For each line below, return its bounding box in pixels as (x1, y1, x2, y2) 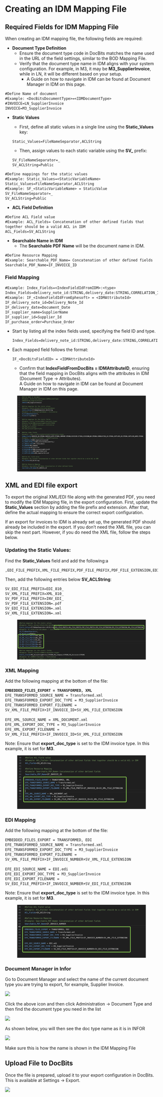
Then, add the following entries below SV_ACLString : (5, 576, 112, 582)
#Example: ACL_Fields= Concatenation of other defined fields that (5, 220, 145, 224)
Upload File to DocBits (5, 1059, 73, 1067)
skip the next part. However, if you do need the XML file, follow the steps (5, 529, 151, 535)
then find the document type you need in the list (5, 1006, 101, 1012)
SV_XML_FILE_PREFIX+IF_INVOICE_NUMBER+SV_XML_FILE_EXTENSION (5, 857, 131, 862)
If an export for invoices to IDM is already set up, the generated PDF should (5, 519, 156, 525)
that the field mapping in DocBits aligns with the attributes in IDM (19, 371, 149, 376)
